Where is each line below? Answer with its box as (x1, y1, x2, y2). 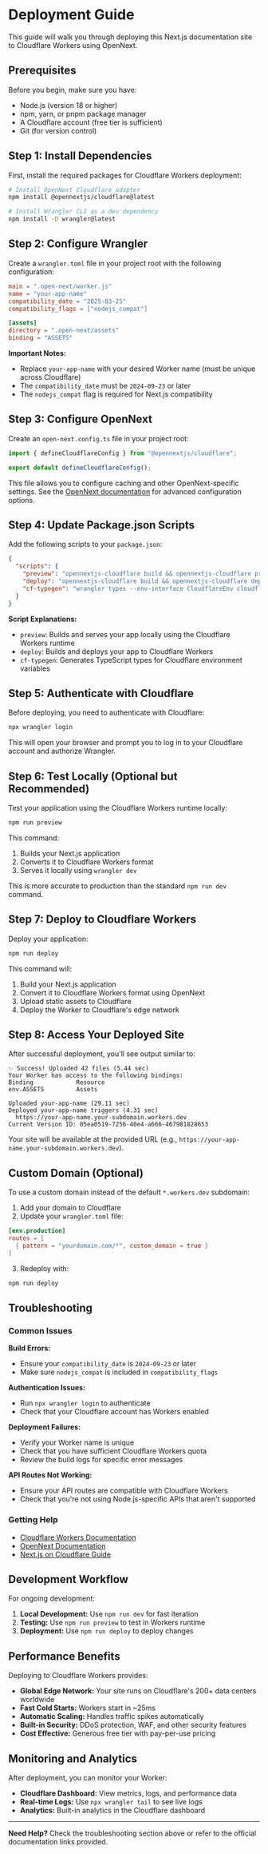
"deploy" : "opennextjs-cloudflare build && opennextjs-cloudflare (22, 577, 248, 585)
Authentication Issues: (8, 1383, 86, 1393)
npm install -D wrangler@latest (8, 215, 116, 223)
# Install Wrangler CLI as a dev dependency (8, 208, 159, 216)
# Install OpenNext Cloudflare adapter (8, 185, 141, 193)
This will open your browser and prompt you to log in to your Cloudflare (8, 738, 243, 748)
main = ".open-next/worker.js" (8, 282, 112, 290)
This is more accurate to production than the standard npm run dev (8, 881, 227, 891)
